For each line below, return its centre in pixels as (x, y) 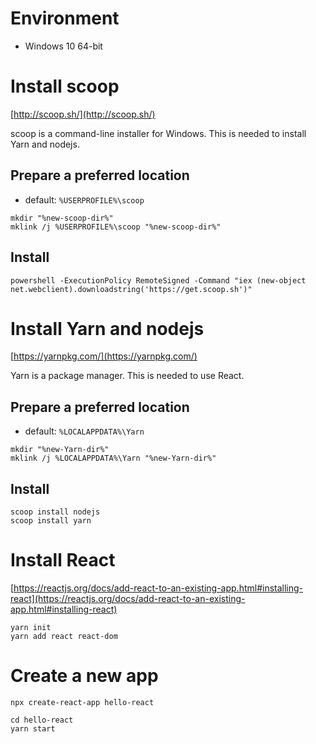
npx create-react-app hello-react (82, 702)
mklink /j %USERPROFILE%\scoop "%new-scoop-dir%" (116, 227)
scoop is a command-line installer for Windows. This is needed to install (158, 133)
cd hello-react (42, 720)
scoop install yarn (51, 521)
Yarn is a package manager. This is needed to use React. (127, 376)
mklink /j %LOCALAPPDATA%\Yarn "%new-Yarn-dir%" (113, 458)
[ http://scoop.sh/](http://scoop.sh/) (83, 114)
